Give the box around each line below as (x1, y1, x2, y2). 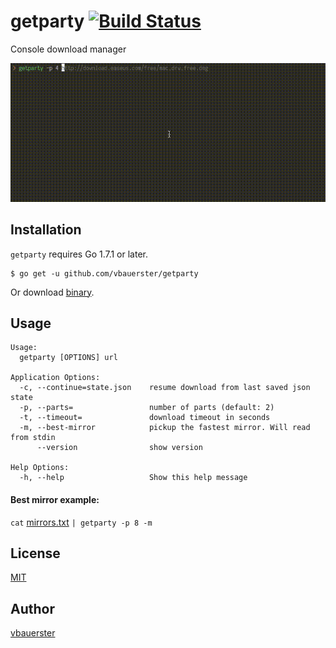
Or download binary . (10, 286, 95, 298)
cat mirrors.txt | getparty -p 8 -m (10, 516, 153, 528)
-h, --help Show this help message (19, 473, 248, 483)
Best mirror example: (10, 493, 100, 505)
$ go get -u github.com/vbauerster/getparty (10, 268, 199, 279)
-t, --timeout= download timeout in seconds (19, 413, 271, 423)
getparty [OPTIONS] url (19, 353, 118, 363)
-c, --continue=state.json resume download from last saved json (19, 383, 311, 393)
